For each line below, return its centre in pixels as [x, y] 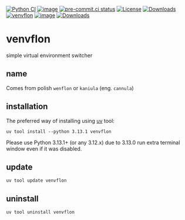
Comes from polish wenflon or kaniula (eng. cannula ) [70, 88]
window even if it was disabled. [44, 149]
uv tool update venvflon [36, 181]
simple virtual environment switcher [49, 55]
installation [27, 107]
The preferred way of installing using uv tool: [60, 121]
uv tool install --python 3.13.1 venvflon [59, 131]
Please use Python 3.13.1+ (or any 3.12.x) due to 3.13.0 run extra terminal [93, 142]
